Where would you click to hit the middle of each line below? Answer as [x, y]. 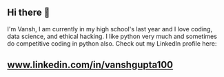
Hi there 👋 [29, 13]
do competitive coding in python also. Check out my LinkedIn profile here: [112, 43]
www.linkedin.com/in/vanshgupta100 [90, 65]
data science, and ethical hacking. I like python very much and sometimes [112, 36]
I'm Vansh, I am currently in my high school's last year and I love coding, [110, 29]
